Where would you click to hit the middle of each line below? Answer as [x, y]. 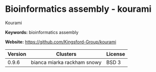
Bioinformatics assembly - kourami [78, 9]
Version [17, 54]
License [116, 54]
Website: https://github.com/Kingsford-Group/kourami [61, 42]
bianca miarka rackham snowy [66, 62]
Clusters [66, 54]
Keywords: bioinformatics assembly [42, 32]
